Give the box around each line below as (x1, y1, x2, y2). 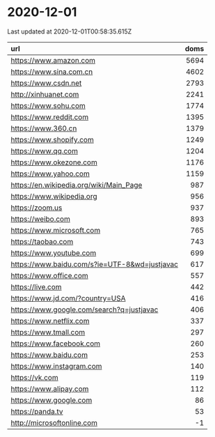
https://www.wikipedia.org (10, 191, 97, 201)
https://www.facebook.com (10, 339, 101, 348)
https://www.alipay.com (10, 384, 89, 394)
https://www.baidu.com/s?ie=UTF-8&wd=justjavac (10, 259, 179, 269)
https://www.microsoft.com (10, 225, 101, 235)
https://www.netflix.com (10, 316, 90, 325)
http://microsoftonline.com (10, 417, 98, 427)
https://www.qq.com (10, 146, 79, 155)
